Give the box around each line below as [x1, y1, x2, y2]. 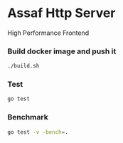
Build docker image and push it [7, 46, 117, 56]
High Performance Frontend [7, 28, 90, 37]
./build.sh [7, 63, 40, 70]
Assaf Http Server [7, 5, 116, 21]
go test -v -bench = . [7, 128, 69, 136]
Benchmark [7, 112, 48, 122]
